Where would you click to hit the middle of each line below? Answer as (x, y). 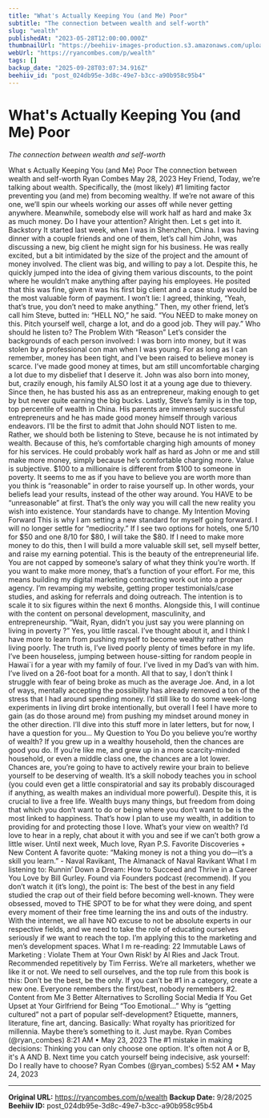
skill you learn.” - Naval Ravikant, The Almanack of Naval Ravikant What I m (132, 860)
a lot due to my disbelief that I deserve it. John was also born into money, (129, 375)
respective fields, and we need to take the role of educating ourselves (124, 929)
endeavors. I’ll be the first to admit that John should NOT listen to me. (123, 425)
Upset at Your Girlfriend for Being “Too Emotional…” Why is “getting (120, 1006)
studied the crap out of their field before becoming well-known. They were (131, 895)
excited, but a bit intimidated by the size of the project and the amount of (128, 255)
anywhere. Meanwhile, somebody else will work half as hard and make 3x (130, 213)
